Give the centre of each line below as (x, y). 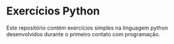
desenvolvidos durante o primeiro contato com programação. (83, 34)
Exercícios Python (53, 11)
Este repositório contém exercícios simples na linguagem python (87, 28)
